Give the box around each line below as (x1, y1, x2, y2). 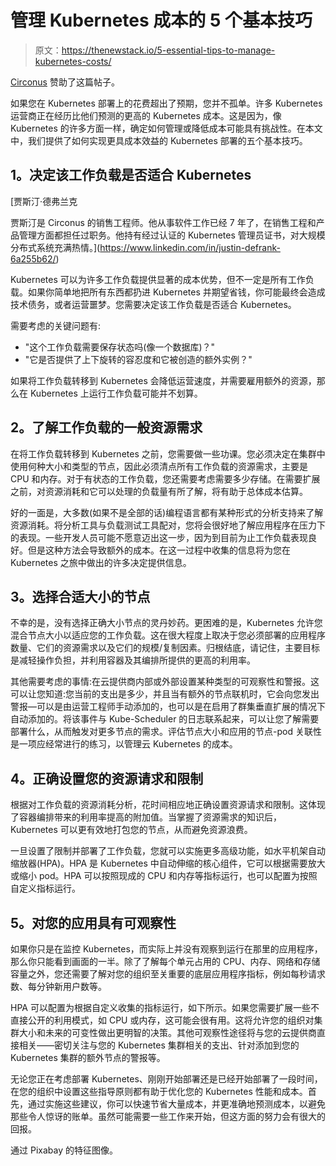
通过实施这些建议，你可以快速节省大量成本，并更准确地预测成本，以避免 (27, 1098, 326, 1110)
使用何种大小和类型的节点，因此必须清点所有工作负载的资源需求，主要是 (10, 460, 308, 472)
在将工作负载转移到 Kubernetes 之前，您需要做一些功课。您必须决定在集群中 (10, 447, 326, 460)
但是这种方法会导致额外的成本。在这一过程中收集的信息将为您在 (27, 544, 291, 556)
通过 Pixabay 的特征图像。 (10, 1144, 118, 1156)
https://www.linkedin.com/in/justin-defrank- (99, 241, 281, 253)
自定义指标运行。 (10, 882, 81, 895)
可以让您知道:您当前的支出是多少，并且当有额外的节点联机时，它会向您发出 (10, 688, 320, 700)
